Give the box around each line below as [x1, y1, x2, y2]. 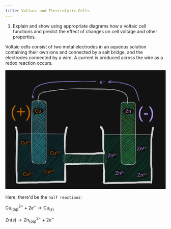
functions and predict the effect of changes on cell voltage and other [12, 28, 158, 34]
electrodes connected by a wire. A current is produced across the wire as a [5, 54, 163, 61]
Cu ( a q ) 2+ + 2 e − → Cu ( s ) [5, 204, 54, 212]
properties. [12, 34, 36, 40]
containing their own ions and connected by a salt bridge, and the [5, 49, 144, 55]
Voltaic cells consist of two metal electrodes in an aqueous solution [5, 43, 147, 49]
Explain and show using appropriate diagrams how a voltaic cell [12, 23, 147, 29]
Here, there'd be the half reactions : [5, 194, 82, 200]
